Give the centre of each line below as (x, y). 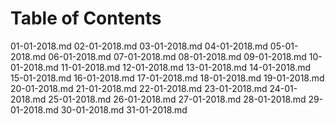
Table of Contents (86, 18)
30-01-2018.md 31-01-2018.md (124, 109)
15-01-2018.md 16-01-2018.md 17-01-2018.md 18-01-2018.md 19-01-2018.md (167, 78)
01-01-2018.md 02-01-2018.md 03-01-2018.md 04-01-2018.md (139, 46)
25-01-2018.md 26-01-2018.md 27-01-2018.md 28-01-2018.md (177, 99)
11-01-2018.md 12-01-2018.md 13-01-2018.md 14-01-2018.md (186, 67)
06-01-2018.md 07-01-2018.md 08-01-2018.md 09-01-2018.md (177, 56)
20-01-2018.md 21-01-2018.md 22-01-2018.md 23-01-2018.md (139, 88)
